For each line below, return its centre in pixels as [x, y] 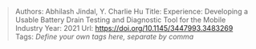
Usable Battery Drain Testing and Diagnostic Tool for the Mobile [120, 20]
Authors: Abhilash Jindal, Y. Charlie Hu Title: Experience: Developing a [132, 11]
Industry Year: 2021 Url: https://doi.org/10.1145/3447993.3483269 [124, 28]
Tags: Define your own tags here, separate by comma [104, 36]
